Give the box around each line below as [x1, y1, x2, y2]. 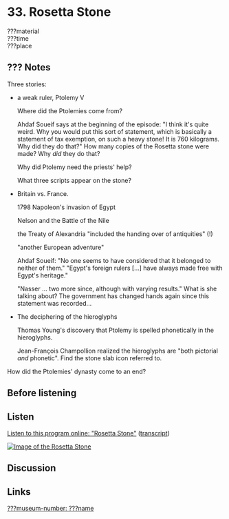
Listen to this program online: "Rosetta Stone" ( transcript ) [7, 429, 170, 437]
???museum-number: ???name [7, 505, 94, 513]
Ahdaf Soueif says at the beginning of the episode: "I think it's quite [17, 120, 209, 128]
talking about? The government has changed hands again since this [17, 291, 210, 300]
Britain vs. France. [17, 189, 69, 197]
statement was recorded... [17, 299, 92, 307]
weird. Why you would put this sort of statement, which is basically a [17, 127, 212, 135]
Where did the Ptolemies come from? [17, 106, 122, 115]
